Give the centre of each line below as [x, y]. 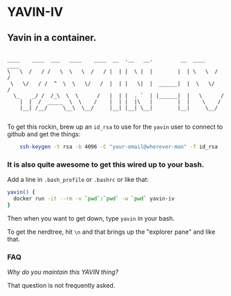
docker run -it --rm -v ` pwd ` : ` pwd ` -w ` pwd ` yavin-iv [94, 199]
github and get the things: [44, 134]
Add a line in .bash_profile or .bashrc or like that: [78, 180]
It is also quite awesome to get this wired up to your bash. [106, 165]
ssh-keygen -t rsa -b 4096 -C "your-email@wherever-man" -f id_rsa [119, 147]
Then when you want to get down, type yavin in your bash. [91, 218]
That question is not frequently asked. [61, 286]
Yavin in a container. [52, 38]
